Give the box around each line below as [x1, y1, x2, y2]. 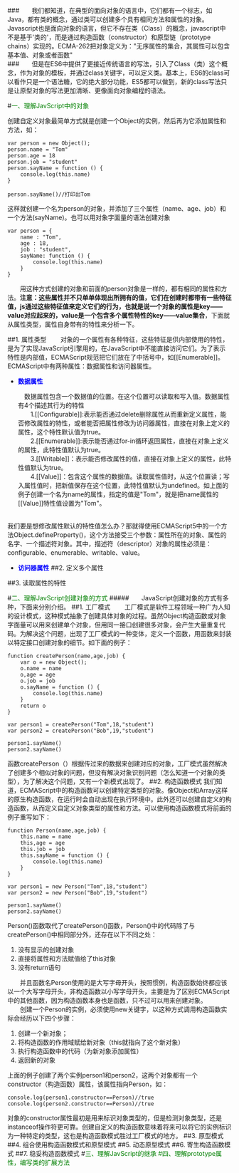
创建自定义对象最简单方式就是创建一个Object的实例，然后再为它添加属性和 [7, 117, 226, 125]
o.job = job [20, 677, 55, 684]
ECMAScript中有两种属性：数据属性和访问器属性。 [7, 362, 155, 370]
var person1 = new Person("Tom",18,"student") [7, 883, 148, 890]
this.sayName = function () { [20, 852, 110, 859]
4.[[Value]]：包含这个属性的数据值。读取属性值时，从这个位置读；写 [30, 472, 230, 481]
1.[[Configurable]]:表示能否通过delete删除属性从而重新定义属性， [30, 410, 221, 418]
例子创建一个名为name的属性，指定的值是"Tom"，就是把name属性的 [17, 490, 219, 499]
